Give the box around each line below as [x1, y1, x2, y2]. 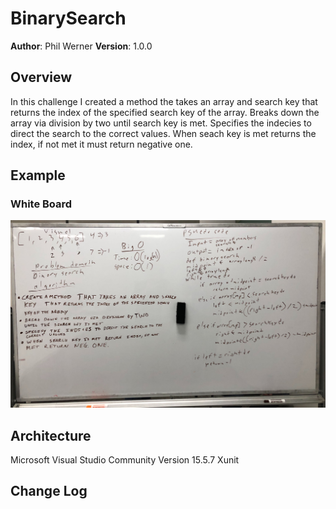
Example [10, 167, 66, 184]
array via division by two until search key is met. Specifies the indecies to [10, 117, 312, 129]
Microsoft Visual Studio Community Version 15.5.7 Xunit [10, 453, 240, 466]
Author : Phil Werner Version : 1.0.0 [10, 40, 153, 52]
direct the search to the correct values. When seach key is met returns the [10, 127, 317, 139]
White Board [10, 197, 73, 211]
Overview [10, 69, 73, 86]
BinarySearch [10, 7, 127, 30]
